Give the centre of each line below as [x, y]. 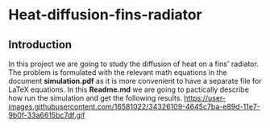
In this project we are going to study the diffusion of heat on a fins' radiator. [134, 64]
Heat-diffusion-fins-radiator [106, 15]
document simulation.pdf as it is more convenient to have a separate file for [135, 81]
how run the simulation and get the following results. [96, 98]
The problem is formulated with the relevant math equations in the [118, 72]
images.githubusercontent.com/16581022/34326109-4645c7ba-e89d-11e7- [134, 107]
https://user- [205, 98]
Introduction [40, 45]
